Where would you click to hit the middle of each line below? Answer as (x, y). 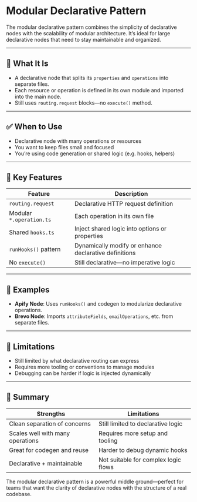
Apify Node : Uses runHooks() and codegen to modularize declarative (98, 304)
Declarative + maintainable (46, 463)
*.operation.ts (30, 220)
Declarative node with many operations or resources (78, 141)
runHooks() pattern (35, 249)
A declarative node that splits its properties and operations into (91, 78)
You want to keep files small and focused (64, 147)
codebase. (19, 494)
